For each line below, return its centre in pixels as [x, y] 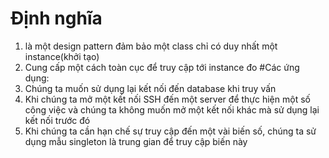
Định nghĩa [56, 18]
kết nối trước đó [57, 120]
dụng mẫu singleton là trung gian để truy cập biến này [136, 141]
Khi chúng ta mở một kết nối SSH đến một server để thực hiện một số [167, 99]
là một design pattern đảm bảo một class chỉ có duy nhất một [151, 46]
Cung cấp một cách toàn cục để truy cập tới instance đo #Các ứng [162, 67]
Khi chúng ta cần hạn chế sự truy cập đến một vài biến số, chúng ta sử [170, 131]
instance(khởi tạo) [62, 56]
